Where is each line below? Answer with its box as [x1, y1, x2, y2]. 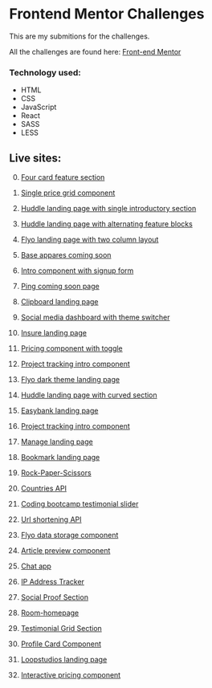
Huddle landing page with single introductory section [20, 204, 197, 214]
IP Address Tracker [20, 577, 85, 587]
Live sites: [9, 151, 62, 165]
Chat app [20, 561, 51, 571]
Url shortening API [20, 515, 83, 524]
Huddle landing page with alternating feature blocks [20, 219, 194, 229]
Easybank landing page [20, 406, 99, 416]
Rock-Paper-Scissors [20, 468, 92, 478]
